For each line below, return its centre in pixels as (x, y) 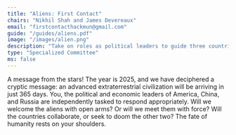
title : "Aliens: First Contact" (54, 14)
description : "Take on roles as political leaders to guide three (106, 46)
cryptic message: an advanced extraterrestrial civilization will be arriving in (116, 86)
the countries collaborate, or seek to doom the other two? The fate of (107, 116)
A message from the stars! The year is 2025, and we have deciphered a (111, 79)
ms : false (22, 59)
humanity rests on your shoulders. (57, 124)
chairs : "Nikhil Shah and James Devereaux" (72, 20)
